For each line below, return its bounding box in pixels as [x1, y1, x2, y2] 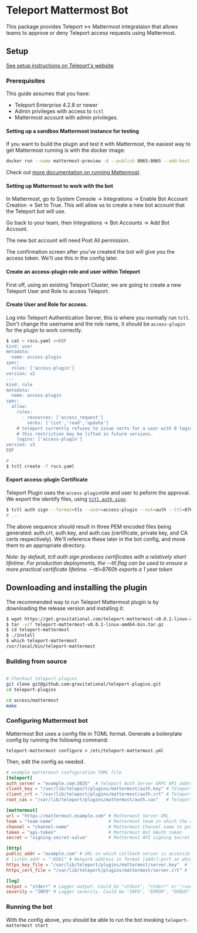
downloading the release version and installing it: [6, 605, 124, 612]
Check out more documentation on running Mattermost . [6, 169, 141, 176]
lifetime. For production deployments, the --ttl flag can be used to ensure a [6, 559, 188, 566]
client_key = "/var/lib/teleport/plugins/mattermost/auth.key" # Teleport [6, 786, 193, 792]
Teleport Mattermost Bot [6, 4, 128, 17]
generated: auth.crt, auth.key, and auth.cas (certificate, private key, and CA [6, 529, 188, 536]
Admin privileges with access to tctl [14, 108, 104, 115]
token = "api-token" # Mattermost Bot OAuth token [6, 829, 182, 835]
